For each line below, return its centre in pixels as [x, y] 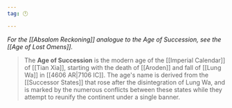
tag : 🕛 [18, 13]
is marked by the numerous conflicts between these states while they [123, 89]
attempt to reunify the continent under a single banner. [102, 97]
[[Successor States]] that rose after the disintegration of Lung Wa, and [124, 82]
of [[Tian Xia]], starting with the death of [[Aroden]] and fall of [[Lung [123, 67]
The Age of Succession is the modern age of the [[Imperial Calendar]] [125, 60]
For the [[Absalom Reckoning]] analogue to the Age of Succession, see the [114, 39]
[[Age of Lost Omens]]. [40, 46]
